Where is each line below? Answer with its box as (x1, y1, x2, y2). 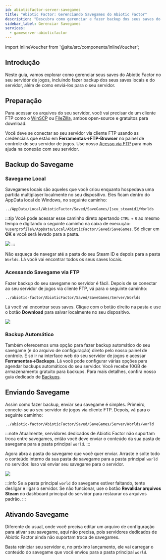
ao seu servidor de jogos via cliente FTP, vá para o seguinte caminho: (5, 285, 148, 291)
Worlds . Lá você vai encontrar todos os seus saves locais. (5, 257, 123, 263)
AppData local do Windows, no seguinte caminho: (5, 197, 108, 203)
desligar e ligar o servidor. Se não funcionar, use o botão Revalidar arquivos (5, 485, 161, 491)
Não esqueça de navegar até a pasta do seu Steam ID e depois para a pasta (5, 251, 161, 257)
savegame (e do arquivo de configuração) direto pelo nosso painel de (5, 347, 148, 353)
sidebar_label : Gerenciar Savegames (5, 21, 81, 26)
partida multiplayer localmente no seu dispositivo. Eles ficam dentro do (5, 192, 150, 198)
